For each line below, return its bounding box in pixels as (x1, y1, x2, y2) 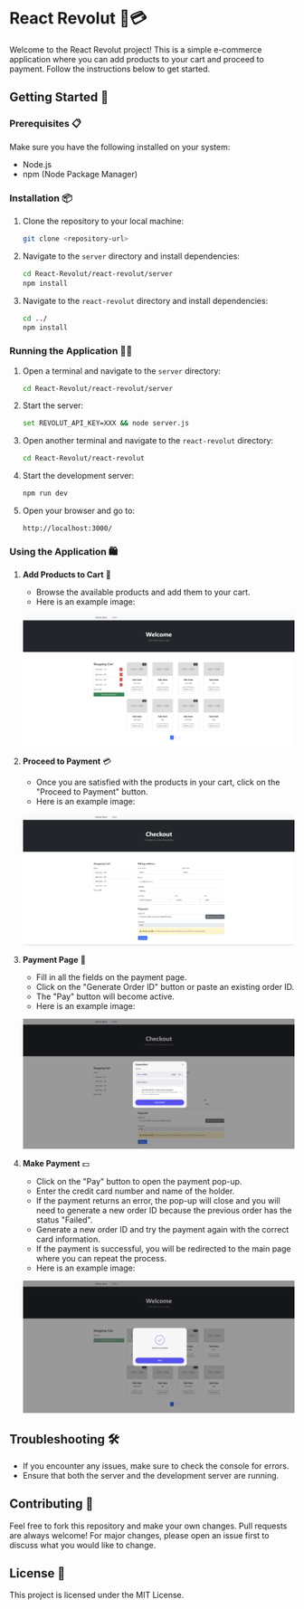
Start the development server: (22, 471, 135, 481)
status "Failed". (35, 1214, 93, 1225)
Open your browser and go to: (22, 505, 136, 517)
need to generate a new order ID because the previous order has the (35, 1205, 292, 1216)
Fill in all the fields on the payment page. (35, 971, 187, 983)
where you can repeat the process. (35, 1253, 167, 1264)
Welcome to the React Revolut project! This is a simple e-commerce (9, 43, 262, 55)
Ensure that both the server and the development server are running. (22, 1470, 280, 1480)
